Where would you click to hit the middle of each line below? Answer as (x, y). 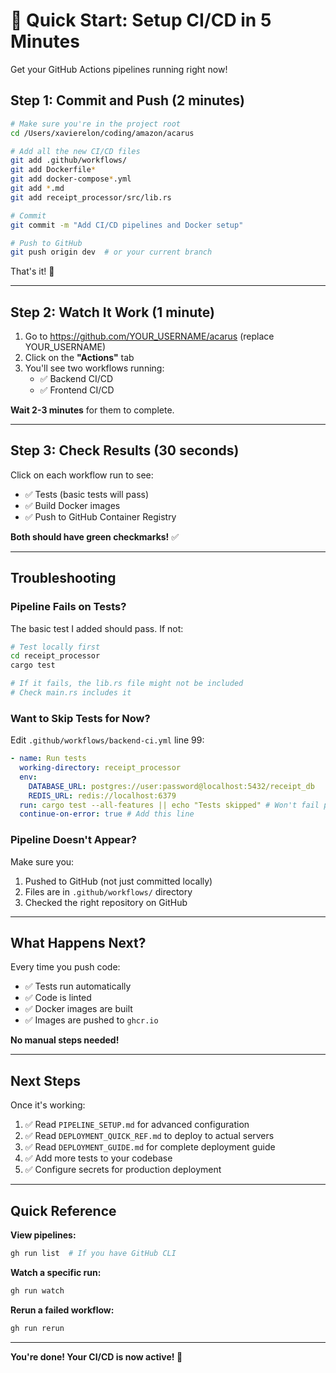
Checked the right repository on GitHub (106, 902)
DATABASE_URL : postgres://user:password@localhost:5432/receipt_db (171, 786)
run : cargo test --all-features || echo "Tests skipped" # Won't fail (169, 805)
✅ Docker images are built (78, 1009)
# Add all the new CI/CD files (75, 151)
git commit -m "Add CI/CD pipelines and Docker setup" (127, 225)
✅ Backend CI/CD (76, 379)
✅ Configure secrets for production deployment (123, 1170)
